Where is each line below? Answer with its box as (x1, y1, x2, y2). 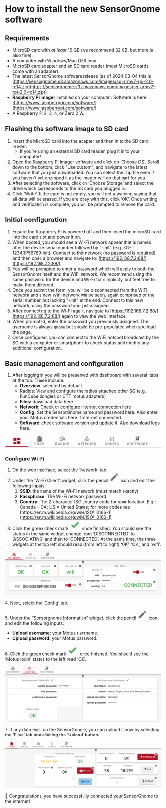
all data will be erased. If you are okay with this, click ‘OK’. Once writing (12, 196, 158, 202)
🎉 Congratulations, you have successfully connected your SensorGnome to (5, 793, 158, 799)
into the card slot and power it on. (12, 234, 81, 240)
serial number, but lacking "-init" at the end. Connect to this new (12, 297, 143, 303)
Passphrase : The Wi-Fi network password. (19, 493, 108, 499)
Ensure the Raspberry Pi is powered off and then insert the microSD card (12, 228, 161, 234)
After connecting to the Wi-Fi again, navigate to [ (12, 308, 112, 314)
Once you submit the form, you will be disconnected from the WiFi (12, 287, 147, 293)
